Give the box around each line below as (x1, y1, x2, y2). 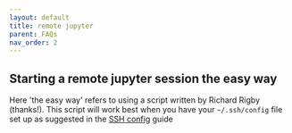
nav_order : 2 (9, 37, 58, 47)
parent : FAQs (9, 29, 58, 38)
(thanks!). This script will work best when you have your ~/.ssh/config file (9, 104, 283, 115)
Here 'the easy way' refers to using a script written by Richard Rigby (9, 95, 261, 105)
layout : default (9, 12, 70, 22)
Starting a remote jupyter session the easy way (9, 71, 278, 86)
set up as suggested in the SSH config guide (9, 113, 174, 125)
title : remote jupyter (9, 21, 94, 30)
